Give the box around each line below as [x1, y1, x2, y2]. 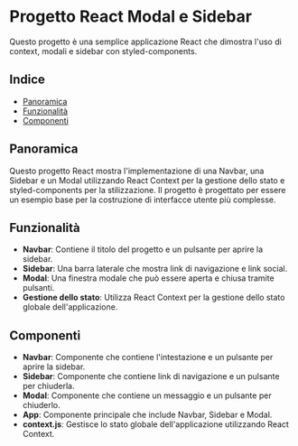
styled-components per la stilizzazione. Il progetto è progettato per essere [9, 184, 286, 195]
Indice [9, 72, 45, 88]
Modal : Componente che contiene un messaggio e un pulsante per [22, 390, 273, 401]
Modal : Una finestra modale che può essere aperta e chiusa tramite [22, 273, 275, 283]
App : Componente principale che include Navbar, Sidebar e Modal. [22, 409, 273, 421]
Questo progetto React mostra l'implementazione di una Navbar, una [9, 165, 265, 176]
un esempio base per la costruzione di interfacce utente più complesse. [9, 194, 276, 205]
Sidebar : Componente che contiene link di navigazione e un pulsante [22, 371, 280, 382]
